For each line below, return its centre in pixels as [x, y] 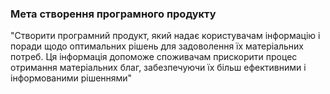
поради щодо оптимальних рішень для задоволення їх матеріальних [157, 46]
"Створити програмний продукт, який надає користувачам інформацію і [165, 36]
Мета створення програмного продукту [113, 14]
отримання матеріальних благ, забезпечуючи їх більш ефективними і [158, 68]
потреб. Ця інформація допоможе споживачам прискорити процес [154, 57]
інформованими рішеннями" [71, 78]
